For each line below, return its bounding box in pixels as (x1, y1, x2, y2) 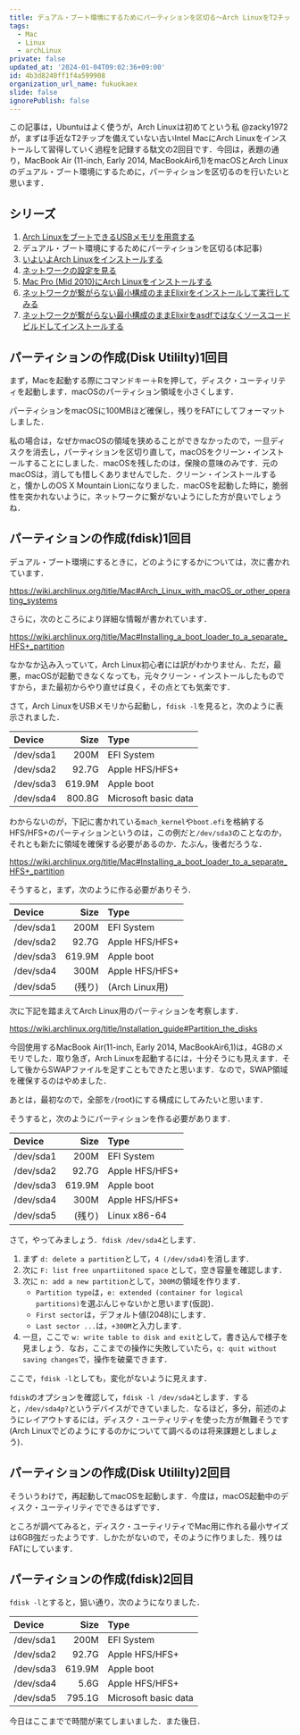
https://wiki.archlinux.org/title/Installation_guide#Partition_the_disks (9, 1023, 258, 1034)
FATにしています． (9, 1543, 78, 1554)
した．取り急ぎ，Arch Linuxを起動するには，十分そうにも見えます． (32, 1052, 283, 1063)
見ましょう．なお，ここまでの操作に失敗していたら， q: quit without (21, 1342, 278, 1354)
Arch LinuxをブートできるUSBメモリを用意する (21, 231, 196, 242)
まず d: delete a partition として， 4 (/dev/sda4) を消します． (21, 1253, 254, 1264)
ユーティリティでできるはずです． (39, 1502, 165, 1513)
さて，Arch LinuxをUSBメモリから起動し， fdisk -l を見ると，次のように (9, 700, 276, 711)
